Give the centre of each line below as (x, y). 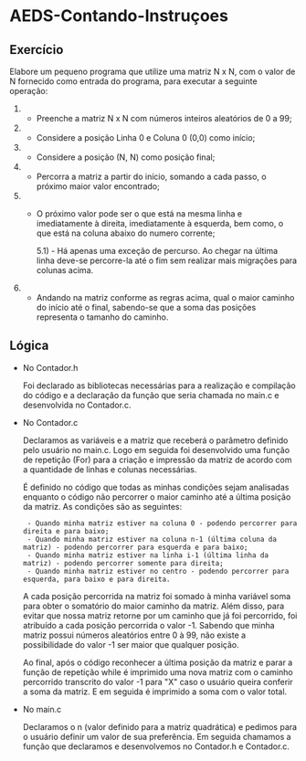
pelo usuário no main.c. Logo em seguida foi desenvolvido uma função (156, 449)
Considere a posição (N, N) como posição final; (126, 157)
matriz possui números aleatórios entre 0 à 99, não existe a (134, 635)
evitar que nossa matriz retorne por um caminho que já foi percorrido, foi (160, 615)
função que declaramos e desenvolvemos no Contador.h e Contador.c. (156, 746)
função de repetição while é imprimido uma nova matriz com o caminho (158, 671)
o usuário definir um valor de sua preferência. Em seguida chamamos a (157, 736)
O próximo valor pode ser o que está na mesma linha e (139, 214)
